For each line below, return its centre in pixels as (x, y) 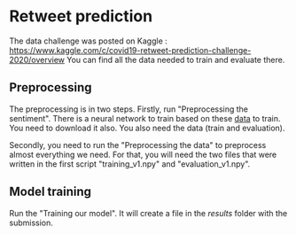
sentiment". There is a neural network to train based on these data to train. (145, 118)
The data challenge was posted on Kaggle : (89, 41)
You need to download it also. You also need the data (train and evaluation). (147, 128)
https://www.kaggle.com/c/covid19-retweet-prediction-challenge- (130, 50)
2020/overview (37, 59)
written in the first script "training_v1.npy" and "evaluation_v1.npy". (130, 164)
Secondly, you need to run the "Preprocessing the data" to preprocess (138, 145)
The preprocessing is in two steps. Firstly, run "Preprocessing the (129, 109)
